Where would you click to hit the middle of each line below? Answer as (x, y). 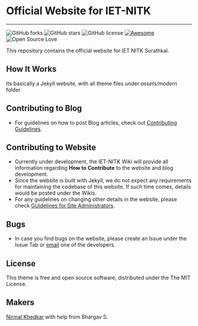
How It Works (32, 69)
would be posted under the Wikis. (55, 193)
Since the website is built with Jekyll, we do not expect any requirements (103, 180)
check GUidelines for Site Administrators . (65, 206)
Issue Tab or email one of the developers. (65, 245)
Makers (20, 303)
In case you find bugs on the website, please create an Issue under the (101, 238)
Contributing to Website (51, 147)
